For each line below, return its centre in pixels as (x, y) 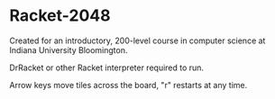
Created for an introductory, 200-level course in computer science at (137, 40)
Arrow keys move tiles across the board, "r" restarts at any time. (128, 85)
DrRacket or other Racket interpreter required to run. (107, 67)
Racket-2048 (60, 16)
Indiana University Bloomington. (69, 49)
